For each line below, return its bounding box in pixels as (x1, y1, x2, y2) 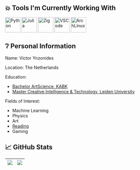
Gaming (12, 128, 28, 134)
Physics (12, 112, 28, 119)
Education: (5, 74, 27, 80)
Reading (12, 123, 29, 129)
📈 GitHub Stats (5, 143, 53, 151)
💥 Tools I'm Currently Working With (5, 4, 116, 12)
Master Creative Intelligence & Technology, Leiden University (12, 88, 135, 94)
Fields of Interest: (5, 98, 40, 104)
